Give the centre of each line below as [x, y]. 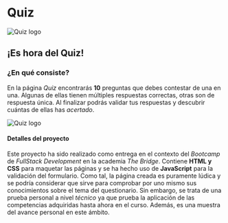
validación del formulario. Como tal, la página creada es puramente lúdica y [114, 176]
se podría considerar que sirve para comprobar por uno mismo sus [102, 183]
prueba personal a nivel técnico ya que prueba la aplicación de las [101, 198]
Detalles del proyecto [38, 139]
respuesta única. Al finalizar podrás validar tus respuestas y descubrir [106, 102]
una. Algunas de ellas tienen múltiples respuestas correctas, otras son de [111, 95]
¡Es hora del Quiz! [46, 53]
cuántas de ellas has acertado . [51, 109]
